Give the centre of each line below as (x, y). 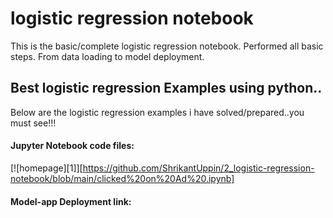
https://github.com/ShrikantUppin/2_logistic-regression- (198, 168)
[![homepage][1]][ (46, 168)
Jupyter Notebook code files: (72, 146)
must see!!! (33, 123)
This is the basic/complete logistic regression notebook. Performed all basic (167, 46)
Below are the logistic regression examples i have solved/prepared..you (157, 112)
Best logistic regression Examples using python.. (166, 88)
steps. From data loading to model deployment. (107, 56)
